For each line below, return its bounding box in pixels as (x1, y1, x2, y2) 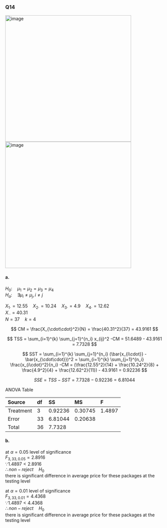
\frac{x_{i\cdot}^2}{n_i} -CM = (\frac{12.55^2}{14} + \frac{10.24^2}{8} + (10, 362, 159, 368)
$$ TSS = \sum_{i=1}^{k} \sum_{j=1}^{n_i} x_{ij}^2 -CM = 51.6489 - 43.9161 (7, 335, 162, 342)
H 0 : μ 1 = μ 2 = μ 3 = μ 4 (5, 285, 54, 293)
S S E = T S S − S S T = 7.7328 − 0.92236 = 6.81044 (34, 377, 135, 383)
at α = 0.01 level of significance (5, 488, 70, 494)
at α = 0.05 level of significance (5, 449, 71, 455)
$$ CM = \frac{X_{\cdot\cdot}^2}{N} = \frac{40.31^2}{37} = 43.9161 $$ (11, 326, 158, 332)
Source (8, 399, 26, 406)
